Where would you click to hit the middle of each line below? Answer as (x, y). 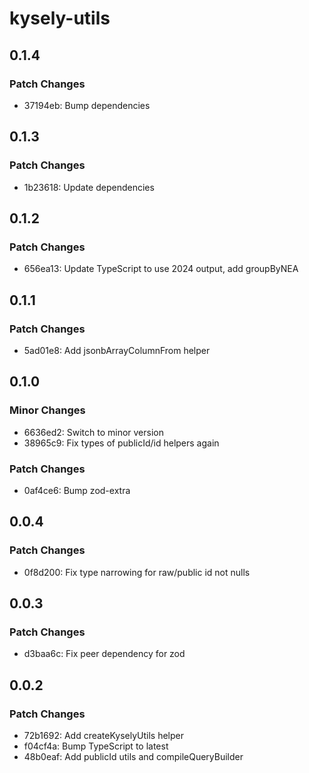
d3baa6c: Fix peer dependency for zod (104, 654)
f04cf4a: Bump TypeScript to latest (96, 746)
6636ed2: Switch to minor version (93, 432)
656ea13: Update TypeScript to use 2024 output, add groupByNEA (161, 269)
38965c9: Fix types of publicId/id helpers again (121, 443)
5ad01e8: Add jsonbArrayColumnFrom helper (117, 350)
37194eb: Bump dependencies (87, 105)
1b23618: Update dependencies (89, 187)
